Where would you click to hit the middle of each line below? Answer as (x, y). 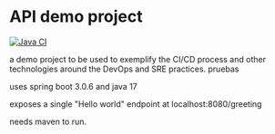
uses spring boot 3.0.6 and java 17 (74, 86)
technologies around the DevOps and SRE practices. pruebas (124, 69)
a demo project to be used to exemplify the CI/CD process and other (138, 59)
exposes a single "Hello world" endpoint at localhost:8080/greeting (136, 104)
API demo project (76, 17)
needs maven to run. (48, 121)
